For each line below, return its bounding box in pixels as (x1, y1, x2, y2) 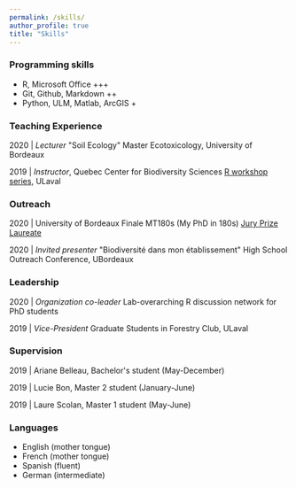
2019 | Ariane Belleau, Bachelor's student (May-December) (9, 365, 225, 376)
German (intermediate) (21, 470, 105, 481)
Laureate (9, 228, 42, 238)
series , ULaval (9, 175, 61, 186)
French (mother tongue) (21, 451, 110, 461)
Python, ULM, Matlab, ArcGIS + (21, 97, 137, 108)
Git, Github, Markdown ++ (21, 88, 117, 98)
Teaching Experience (9, 120, 103, 132)
